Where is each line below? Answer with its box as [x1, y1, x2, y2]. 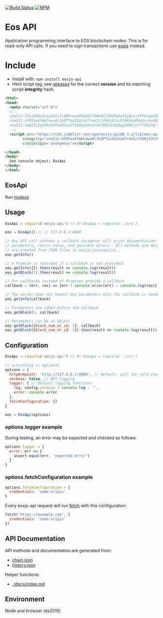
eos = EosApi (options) [5, 412, 51, 417]
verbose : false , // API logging [9, 376, 75, 381]
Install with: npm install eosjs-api [12, 76, 82, 82]
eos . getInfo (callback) [5, 297, 51, 301]
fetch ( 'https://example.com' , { [5, 512, 70, 517]
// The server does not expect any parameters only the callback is [5, 292, 147, 297]
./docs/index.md [12, 581, 45, 587]
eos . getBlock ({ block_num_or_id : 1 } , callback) [5, 323, 101, 328]
